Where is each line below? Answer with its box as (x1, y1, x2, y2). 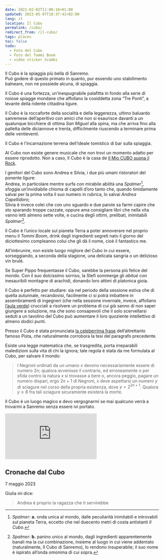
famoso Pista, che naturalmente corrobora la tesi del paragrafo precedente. (5, 333, 157, 339)
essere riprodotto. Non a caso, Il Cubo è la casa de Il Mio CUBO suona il (5, 155, 150, 161)
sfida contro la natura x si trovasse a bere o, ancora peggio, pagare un (17, 372, 159, 379)
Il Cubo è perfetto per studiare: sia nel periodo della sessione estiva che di (5, 287, 155, 293)
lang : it (5, 16, 23, 21)
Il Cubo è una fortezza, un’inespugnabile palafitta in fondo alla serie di (5, 90, 145, 96)
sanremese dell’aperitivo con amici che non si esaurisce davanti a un (5, 115, 143, 121)
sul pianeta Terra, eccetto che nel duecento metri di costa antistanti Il (12, 519, 152, 525)
